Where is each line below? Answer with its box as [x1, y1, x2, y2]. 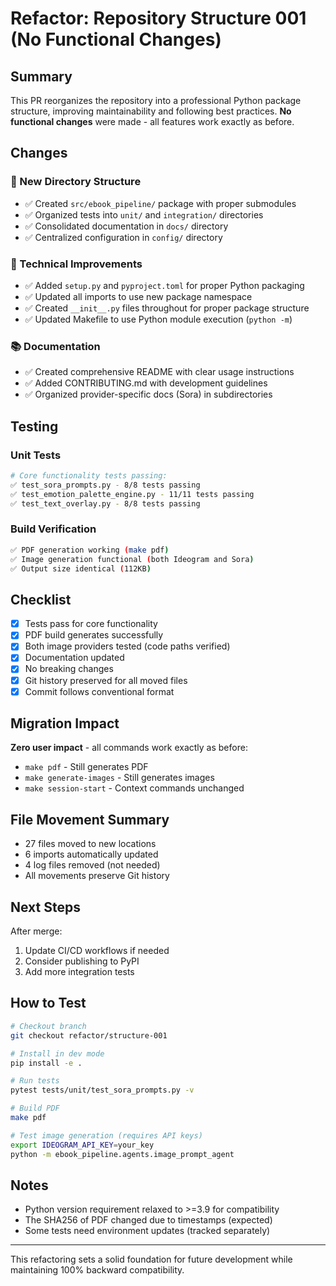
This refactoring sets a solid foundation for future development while [10, 1253, 293, 1266]
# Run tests [10, 1076, 60, 1086]
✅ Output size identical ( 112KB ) [10, 563, 152, 574]
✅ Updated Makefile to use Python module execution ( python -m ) [24, 313, 293, 325]
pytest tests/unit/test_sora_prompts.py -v [10, 1085, 195, 1096]
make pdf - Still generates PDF [24, 761, 149, 773]
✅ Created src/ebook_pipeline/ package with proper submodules [24, 197, 297, 209]
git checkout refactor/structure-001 [10, 1030, 168, 1041]
